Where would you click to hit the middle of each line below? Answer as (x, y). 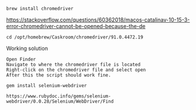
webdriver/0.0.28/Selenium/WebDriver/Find (60, 102)
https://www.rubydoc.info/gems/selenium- (59, 96)
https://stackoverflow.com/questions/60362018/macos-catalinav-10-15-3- (98, 20)
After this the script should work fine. (59, 75)
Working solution (27, 48)
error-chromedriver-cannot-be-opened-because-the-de (76, 26)
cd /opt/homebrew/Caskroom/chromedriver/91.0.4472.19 (75, 37)
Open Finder (21, 60)
